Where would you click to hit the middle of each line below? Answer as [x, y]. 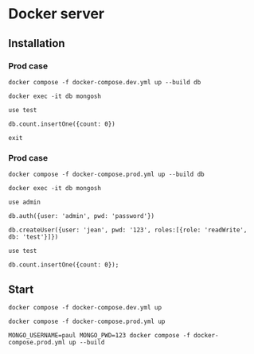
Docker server [57, 14]
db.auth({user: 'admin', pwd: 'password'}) [82, 216]
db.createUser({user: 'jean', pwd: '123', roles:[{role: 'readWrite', [128, 230]
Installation [37, 43]
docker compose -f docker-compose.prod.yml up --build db [106, 175]
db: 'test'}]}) [33, 237]
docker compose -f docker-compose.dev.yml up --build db [105, 82]
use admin [25, 202]
